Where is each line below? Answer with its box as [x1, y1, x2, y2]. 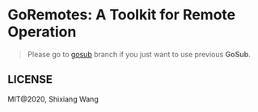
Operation [7, 23, 77, 41]
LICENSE [7, 73, 53, 86]
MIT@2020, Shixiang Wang [7, 94, 99, 104]
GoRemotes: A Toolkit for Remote [7, 6, 236, 24]
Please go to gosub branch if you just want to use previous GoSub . [27, 49, 252, 59]
